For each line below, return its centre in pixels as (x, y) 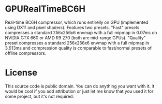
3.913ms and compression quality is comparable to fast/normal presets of (78, 48)
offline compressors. (26, 53)
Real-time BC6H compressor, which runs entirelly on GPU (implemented (77, 22)
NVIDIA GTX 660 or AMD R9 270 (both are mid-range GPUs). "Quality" (75, 38)
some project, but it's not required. (39, 96)
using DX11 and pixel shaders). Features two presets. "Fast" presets (72, 27)
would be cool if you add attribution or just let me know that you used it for (79, 91)
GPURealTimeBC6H (45, 9)
